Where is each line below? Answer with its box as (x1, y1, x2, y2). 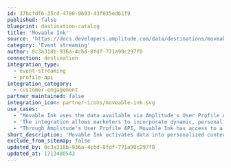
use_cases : (7, 106, 38, 112)
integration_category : (7, 80, 72, 87)
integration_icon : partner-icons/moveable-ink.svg (7, 99, 155, 106)
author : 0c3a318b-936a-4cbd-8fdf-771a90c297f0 (7, 49, 143, 56)
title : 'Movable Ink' (7, 29, 69, 36)
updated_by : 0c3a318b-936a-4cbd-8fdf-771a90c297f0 (7, 144, 155, 151)
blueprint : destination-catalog (7, 23, 100, 29)
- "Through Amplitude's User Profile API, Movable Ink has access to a (13, 125, 223, 132)
